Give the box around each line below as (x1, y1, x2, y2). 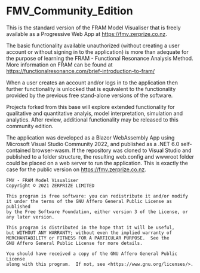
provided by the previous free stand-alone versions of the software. (6, 92, 173, 99)
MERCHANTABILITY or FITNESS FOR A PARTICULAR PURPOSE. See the (6, 235, 170, 241)
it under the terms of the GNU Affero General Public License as (6, 198, 172, 204)
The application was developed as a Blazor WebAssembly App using (6, 134, 175, 141)
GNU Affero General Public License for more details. (6, 240, 143, 246)
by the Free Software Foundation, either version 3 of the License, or (6, 208, 188, 215)
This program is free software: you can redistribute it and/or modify (6, 193, 188, 199)
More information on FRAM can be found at (6, 61, 113, 68)
